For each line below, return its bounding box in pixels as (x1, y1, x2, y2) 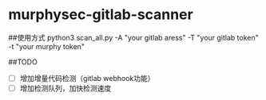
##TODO (8, 57, 38, 67)
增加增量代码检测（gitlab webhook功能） (19, 73, 155, 83)
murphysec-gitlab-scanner (8, 6, 193, 24)
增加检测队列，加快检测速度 (19, 83, 112, 93)
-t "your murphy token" (8, 41, 85, 51)
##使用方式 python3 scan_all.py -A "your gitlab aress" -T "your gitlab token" (8, 33, 260, 42)
